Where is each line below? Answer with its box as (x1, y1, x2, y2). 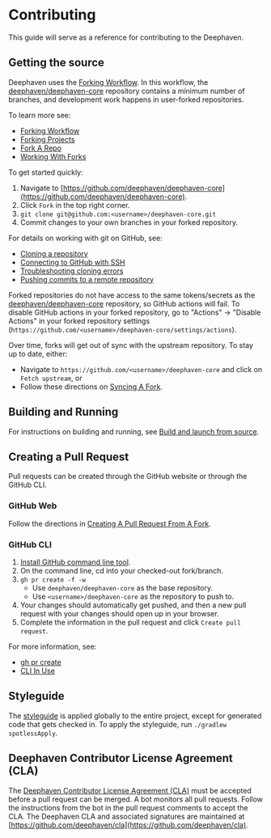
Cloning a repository (19, 248, 89, 258)
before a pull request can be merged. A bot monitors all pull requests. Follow (8, 794, 264, 804)
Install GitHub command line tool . (19, 557, 131, 567)
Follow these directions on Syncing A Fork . (19, 382, 163, 391)
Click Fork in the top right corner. (19, 200, 130, 209)
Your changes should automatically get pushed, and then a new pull (19, 600, 247, 610)
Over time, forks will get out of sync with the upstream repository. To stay (8, 340, 253, 349)
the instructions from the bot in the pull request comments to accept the (8, 802, 248, 812)
